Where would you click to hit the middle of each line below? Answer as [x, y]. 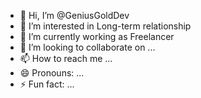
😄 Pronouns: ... [52, 73]
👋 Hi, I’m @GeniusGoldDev [74, 15]
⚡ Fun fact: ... [47, 84]
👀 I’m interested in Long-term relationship [105, 26]
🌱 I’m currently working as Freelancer [97, 36]
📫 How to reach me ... [66, 58]
